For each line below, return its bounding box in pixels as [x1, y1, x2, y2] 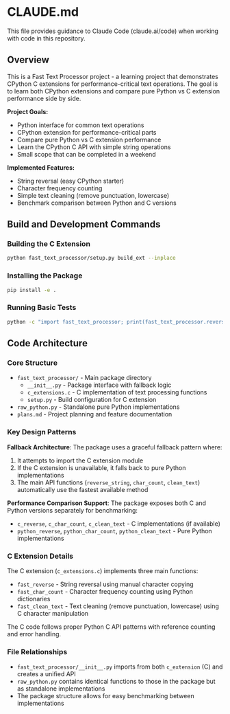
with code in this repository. [7, 34, 86, 42]
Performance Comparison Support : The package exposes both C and [7, 499, 207, 507]
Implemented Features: [7, 163, 75, 172]
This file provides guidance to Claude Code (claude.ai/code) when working [7, 27, 219, 35]
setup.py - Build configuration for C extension [27, 396, 157, 404]
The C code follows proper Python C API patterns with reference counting [7, 623, 216, 631]
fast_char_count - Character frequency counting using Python [16, 587, 194, 595]
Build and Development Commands [7, 219, 161, 230]
